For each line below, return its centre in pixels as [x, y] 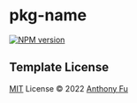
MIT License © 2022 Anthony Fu [68, 88]
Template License [59, 67]
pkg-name [48, 15]
